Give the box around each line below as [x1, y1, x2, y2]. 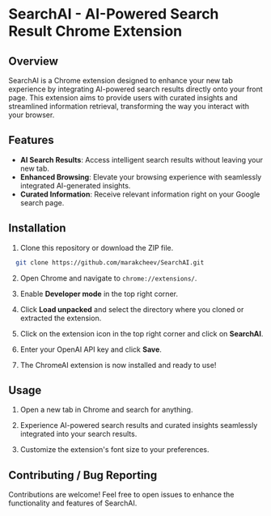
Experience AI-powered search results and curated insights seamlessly [19, 421, 258, 430]
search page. [19, 197, 65, 207]
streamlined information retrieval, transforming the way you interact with [8, 102, 249, 111]
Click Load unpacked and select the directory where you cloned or [19, 304, 244, 314]
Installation [8, 222, 66, 235]
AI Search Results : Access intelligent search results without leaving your [19, 154, 264, 164]
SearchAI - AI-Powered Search [8, 5, 219, 23]
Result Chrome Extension [8, 22, 183, 40]
